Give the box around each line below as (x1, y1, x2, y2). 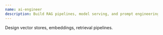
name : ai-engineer (5, 7, 42, 12)
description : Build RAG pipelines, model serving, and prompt (5, 12, 133, 16)
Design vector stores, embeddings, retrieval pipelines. (5, 24, 113, 30)
